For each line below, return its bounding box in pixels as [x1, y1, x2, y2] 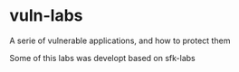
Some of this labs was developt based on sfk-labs [9, 52, 196, 63]
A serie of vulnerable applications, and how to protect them [9, 35, 231, 46]
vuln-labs [9, 5, 83, 26]
